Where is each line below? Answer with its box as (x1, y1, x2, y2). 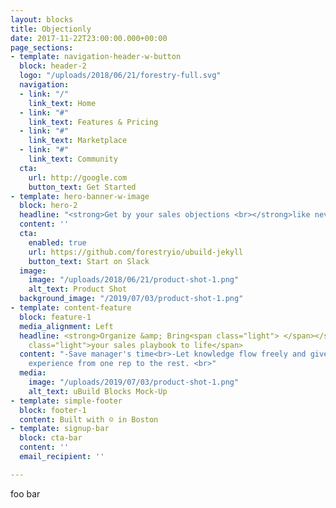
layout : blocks (10, 14, 74, 25)
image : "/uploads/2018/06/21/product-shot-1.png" (28, 275, 240, 285)
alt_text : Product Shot (28, 284, 128, 295)
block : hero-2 (19, 201, 78, 211)
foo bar (10, 487, 41, 500)
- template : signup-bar (10, 424, 110, 434)
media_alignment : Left (19, 321, 114, 331)
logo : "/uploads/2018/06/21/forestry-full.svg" (19, 71, 222, 81)
